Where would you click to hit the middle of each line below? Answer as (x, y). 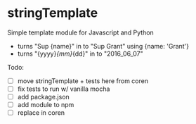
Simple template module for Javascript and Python (81, 32)
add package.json (44, 97)
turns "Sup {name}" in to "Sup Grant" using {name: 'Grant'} (103, 46)
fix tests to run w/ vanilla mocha (64, 89)
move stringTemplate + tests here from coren (83, 81)
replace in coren (41, 113)
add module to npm (46, 105)
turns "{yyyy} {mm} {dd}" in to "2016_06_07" (80, 54)
